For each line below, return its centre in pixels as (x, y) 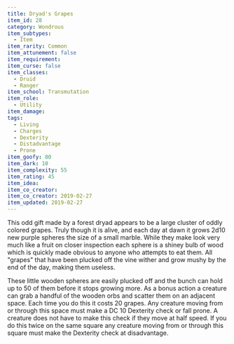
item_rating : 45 (31, 177)
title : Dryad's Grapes (40, 14)
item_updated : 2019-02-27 (45, 203)
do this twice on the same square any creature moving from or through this (116, 325)
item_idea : (23, 183)
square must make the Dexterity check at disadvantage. (88, 333)
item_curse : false (34, 66)
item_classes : (28, 72)
